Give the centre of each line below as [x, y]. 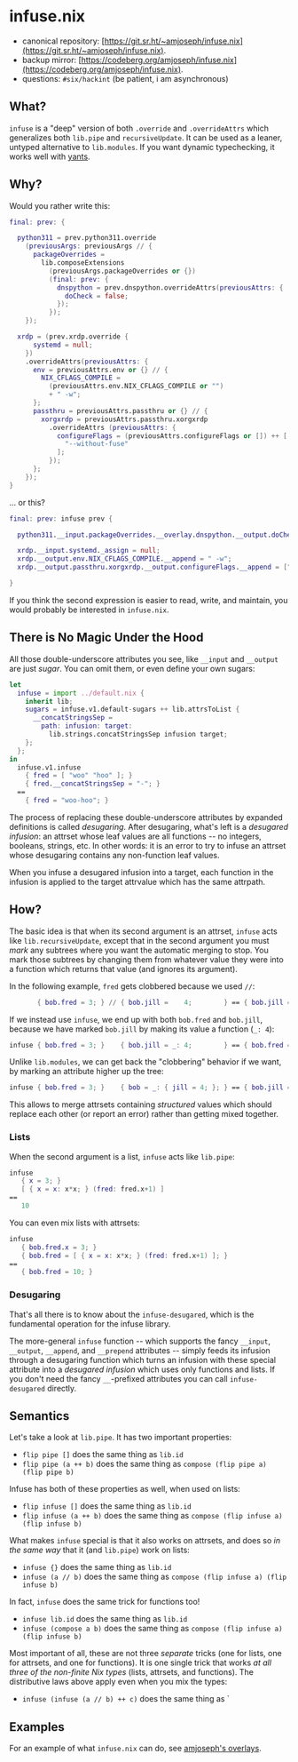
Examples [37, 1727]
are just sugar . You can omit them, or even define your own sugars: [132, 668]
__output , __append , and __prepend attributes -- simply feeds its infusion [140, 1350]
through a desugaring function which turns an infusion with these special [143, 1359]
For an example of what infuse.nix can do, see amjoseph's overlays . [135, 1749]
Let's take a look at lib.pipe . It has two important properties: [121, 1438]
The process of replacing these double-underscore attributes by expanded [146, 817]
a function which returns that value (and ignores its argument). [123, 969]
